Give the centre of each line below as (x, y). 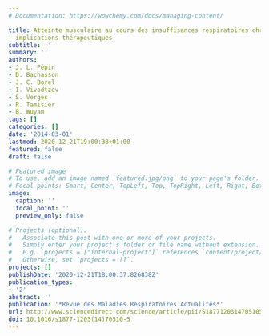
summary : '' (28, 53)
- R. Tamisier (32, 105)
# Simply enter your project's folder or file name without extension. (134, 245)
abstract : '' (30, 297)
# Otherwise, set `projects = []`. (71, 260)
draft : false (30, 157)
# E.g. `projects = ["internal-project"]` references (103, 253)
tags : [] (23, 120)
